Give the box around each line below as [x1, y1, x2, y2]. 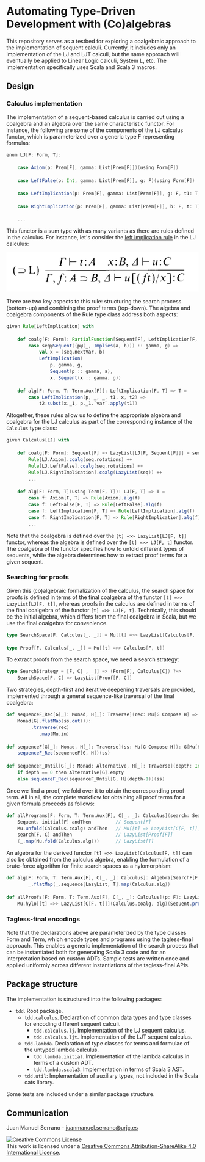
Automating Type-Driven [6, 4, 135, 18]
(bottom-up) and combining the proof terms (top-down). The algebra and [6, 304, 191, 311]
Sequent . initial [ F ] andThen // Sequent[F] [17, 819, 151, 825]
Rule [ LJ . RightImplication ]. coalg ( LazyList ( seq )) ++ [28, 469, 163, 476]
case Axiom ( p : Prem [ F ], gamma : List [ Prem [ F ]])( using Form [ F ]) [17, 165, 179, 171]
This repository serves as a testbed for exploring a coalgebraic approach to [6, 37, 196, 45]
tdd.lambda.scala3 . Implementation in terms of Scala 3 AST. [33, 1066, 184, 1073]
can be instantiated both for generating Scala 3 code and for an [6, 948, 166, 956]
